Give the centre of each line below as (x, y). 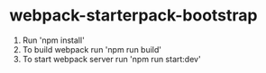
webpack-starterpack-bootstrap (133, 16)
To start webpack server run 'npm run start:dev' (111, 59)
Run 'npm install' (54, 40)
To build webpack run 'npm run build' (92, 49)
